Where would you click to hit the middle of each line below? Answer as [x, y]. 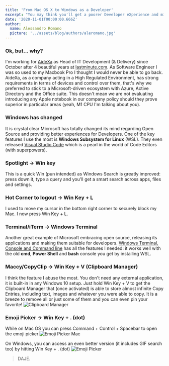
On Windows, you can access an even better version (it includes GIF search [84, 344]
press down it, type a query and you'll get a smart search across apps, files [83, 179]
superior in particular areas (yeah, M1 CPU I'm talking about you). [73, 105]
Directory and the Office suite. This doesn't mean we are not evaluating [79, 94]
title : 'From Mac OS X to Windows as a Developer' [59, 10]
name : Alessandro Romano [36, 29]
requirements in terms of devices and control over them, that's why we [78, 83]
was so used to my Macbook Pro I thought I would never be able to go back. [84, 72]
